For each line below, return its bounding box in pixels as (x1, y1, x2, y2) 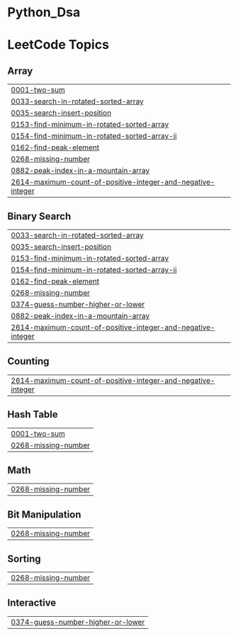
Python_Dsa (7, 4, 81, 21)
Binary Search (7, 210, 72, 222)
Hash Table (7, 408, 58, 420)
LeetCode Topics (7, 37, 110, 53)
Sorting (7, 552, 41, 564)
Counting (7, 355, 50, 367)
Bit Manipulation (7, 508, 81, 520)
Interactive (7, 597, 57, 609)
